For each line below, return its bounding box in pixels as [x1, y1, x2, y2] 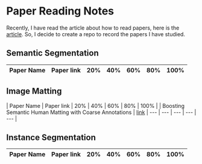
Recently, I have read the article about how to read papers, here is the [6, 24, 180, 31]
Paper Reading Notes [6, 4, 115, 18]
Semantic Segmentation [6, 48, 99, 58]
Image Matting [6, 86, 62, 96]
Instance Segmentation [6, 132, 96, 142]
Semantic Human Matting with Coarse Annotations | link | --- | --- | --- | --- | [6, 109, 197, 116]
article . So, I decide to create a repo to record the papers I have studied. [6, 30, 186, 37]
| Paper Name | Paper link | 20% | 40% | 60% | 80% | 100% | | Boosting [6, 102, 185, 109]
